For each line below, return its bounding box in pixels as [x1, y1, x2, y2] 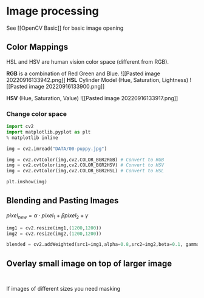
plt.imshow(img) [6, 179, 47, 185]
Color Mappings [6, 42, 69, 52]
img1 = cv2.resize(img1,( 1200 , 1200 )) [6, 225, 102, 231]
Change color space [6, 109, 67, 118]
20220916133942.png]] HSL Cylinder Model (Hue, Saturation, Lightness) [6, 76, 189, 83]
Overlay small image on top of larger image [6, 258, 172, 268]
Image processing [6, 4, 99, 18]
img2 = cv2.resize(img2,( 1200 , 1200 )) [6, 231, 102, 237]
